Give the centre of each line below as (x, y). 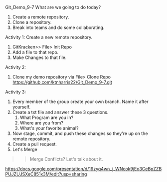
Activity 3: (16, 92)
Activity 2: (16, 67)
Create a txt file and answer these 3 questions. (60, 112)
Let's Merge (25, 149)
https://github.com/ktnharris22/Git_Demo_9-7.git (62, 82)
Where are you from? (42, 123)
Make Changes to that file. (39, 57)
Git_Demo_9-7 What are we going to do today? (53, 7)
